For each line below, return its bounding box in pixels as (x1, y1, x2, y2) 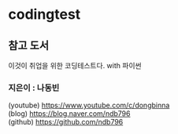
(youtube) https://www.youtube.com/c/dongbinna (8, 100, 170, 110)
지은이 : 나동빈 (8, 82, 60, 93)
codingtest (8, 5, 81, 24)
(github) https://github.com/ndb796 (8, 118, 124, 127)
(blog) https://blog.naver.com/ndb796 (8, 109, 131, 118)
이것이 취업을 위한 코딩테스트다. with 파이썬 (8, 61, 142, 70)
